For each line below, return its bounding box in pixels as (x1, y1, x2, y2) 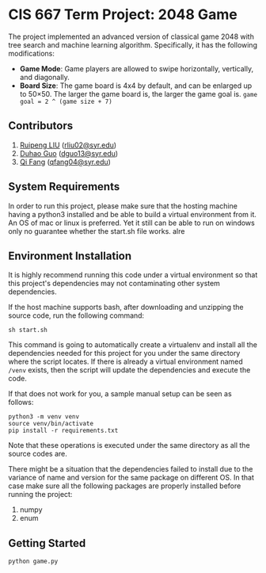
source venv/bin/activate (8, 420, 93, 428)
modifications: (8, 48, 55, 58)
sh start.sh (8, 327, 47, 334)
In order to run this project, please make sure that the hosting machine (8, 201, 237, 211)
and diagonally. (19, 72, 70, 82)
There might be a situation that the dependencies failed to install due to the (8, 464, 253, 474)
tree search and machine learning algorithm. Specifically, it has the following (8, 40, 257, 49)
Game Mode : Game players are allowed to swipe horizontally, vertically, (19, 63, 254, 73)
